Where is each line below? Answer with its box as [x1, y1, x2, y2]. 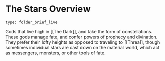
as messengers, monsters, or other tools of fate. [5, 50, 106, 56]
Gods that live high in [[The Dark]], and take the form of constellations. [5, 28, 153, 34]
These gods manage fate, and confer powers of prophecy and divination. [5, 34, 158, 40]
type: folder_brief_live [5, 20, 58, 25]
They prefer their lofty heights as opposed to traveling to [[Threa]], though [5, 39, 160, 45]
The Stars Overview [5, 3, 91, 15]
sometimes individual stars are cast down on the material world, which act [5, 44, 160, 50]
